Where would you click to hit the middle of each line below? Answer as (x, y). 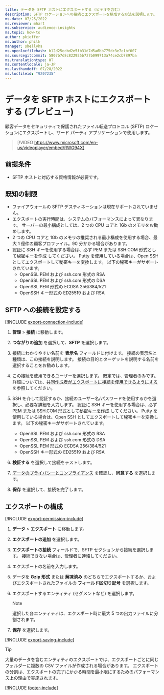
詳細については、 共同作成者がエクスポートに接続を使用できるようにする (85, 382)
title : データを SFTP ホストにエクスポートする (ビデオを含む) (63, 10)
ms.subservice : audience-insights (40, 28)
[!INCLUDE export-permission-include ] (44, 519)
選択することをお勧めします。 (42, 365)
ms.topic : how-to (23, 32)
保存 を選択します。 (32, 630)
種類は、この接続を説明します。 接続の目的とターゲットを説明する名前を (85, 359)
